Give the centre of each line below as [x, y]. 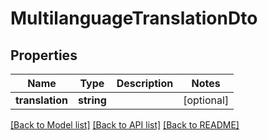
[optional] [206, 100]
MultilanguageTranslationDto [134, 18]
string [92, 100]
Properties [44, 55]
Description [145, 83]
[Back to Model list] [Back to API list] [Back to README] [125, 125]
